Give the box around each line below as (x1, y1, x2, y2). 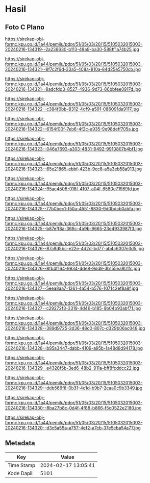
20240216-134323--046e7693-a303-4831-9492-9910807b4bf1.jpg (5, 146, 143, 152)
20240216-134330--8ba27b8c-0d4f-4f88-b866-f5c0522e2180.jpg (5, 405, 142, 410)
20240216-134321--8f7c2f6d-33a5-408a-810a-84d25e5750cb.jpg (5, 66, 141, 72)
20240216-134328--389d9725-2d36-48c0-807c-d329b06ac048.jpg (5, 325, 146, 331)
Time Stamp (7, 462, 36, 469)
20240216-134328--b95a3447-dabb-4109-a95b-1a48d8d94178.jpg (5, 345, 143, 351)
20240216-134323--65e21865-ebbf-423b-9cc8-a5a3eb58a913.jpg (5, 166, 142, 172)
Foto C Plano (5, 23, 45, 31)
